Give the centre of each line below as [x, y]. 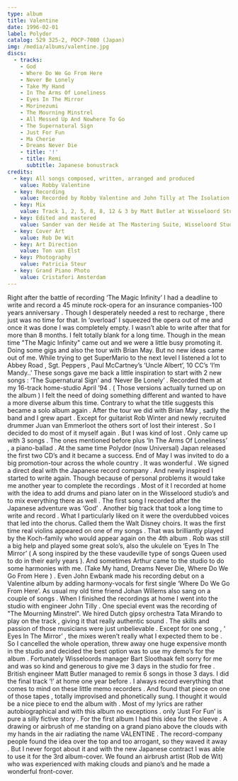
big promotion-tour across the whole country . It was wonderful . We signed [118, 463]
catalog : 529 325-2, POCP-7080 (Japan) [66, 40]
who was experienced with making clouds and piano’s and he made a [109, 764]
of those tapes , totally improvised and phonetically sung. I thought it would [117, 696]
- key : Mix [30, 205]
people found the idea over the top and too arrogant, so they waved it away [118, 741]
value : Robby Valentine [55, 185]
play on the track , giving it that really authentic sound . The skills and [109, 621]
